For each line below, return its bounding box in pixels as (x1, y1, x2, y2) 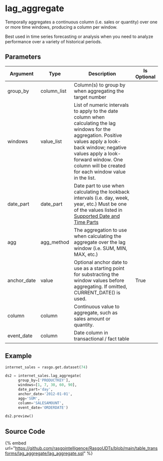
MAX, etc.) (74, 251, 98, 257)
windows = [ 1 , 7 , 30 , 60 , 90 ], (17, 382, 77, 388)
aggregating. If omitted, (74, 283, 128, 290)
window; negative (86, 144, 127, 151)
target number (74, 93, 107, 100)
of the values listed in (74, 206, 123, 213)
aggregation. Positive (74, 132, 122, 138)
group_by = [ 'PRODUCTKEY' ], (17, 378, 70, 383)
